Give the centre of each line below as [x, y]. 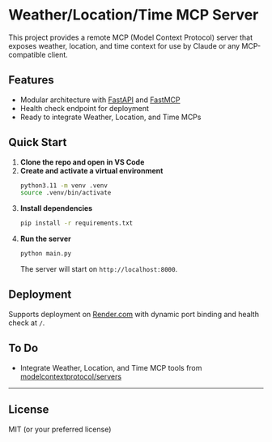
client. [58, 54]
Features [31, 80]
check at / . [27, 323]
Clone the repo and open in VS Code [82, 162]
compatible [27, 54]
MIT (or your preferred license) [60, 429]
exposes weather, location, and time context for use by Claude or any [124, 45]
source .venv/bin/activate [66, 193]
